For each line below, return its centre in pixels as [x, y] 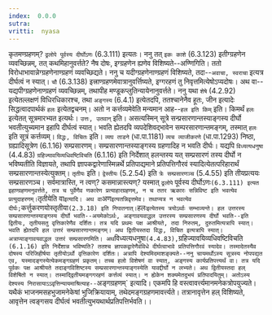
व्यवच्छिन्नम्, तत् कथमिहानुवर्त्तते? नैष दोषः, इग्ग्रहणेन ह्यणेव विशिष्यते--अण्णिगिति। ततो [115, 63]
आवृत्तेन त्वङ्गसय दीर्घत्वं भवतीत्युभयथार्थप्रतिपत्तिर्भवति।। [80, 301]
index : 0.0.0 [33, 16]
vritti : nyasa [34, 31]
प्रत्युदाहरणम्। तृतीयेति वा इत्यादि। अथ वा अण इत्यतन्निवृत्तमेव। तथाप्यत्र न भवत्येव [100, 199]
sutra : [20, 24]
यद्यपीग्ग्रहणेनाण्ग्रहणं [33, 91]
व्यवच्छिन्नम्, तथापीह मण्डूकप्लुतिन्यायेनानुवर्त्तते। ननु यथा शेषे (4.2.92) [147, 91]
